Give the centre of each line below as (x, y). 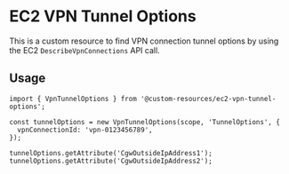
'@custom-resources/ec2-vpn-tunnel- (209, 99)
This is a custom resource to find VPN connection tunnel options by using (144, 41)
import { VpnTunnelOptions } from (73, 99)
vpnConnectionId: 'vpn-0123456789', (85, 130)
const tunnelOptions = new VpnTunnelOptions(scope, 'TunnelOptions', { (144, 122)
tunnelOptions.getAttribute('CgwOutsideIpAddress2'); (111, 161)
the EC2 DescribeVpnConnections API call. (84, 50)
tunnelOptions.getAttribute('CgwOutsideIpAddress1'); (111, 153)
